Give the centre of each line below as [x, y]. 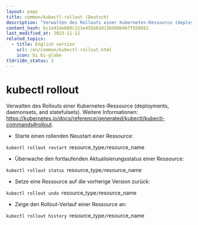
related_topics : [26, 39]
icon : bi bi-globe [39, 55]
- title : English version [43, 45]
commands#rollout [29, 125]
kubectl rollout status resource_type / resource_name [74, 170]
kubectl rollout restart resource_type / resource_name [75, 147]
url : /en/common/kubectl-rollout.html [64, 50]
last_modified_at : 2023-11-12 [43, 33]
